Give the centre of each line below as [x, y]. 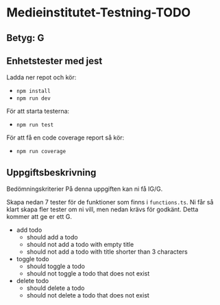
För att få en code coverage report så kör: [65, 137]
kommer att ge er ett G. [39, 217]
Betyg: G [25, 38]
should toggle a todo [56, 266]
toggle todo [33, 259]
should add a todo [52, 237]
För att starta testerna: [38, 111]
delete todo [33, 281]
